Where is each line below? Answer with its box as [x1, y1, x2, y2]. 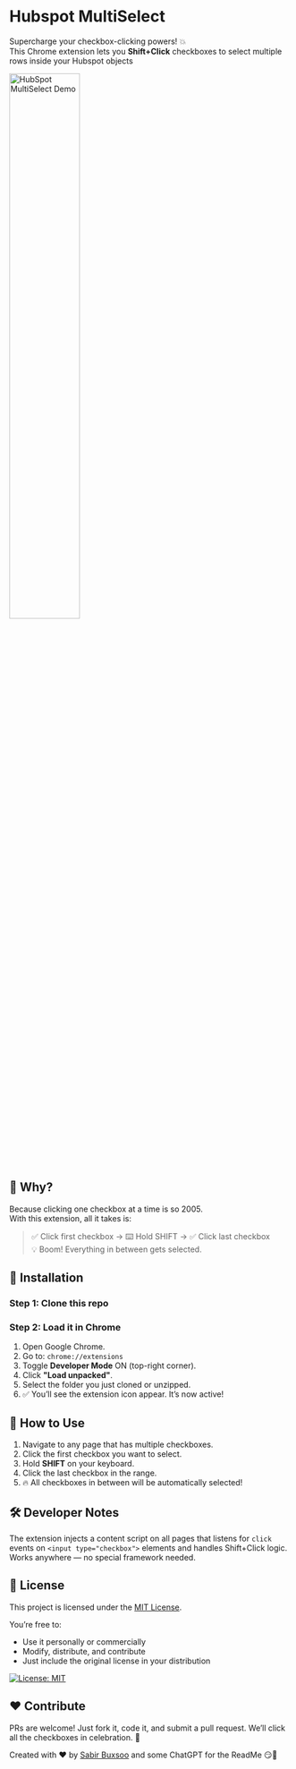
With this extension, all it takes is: [9, 1212, 132, 1223]
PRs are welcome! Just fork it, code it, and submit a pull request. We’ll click [9, 1722, 286, 1733]
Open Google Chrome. [21, 1341, 106, 1352]
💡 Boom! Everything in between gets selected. [30, 1244, 203, 1254]
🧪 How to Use [9, 1416, 85, 1431]
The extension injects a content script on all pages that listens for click [9, 1533, 273, 1544]
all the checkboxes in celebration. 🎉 [9, 1731, 140, 1742]
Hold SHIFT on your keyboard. [21, 1459, 135, 1469]
